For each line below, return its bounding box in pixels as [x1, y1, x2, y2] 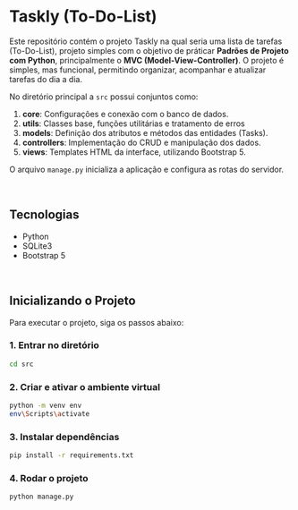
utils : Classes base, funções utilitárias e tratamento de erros [21, 118, 245, 129]
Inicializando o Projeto [9, 293, 136, 309]
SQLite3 [21, 240, 53, 251]
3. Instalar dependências [9, 430, 120, 443]
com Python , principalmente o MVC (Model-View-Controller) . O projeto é [9, 55, 285, 65]
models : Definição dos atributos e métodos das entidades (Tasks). [21, 127, 268, 138]
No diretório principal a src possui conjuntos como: [9, 91, 199, 102]
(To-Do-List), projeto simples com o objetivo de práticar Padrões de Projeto [9, 45, 289, 55]
